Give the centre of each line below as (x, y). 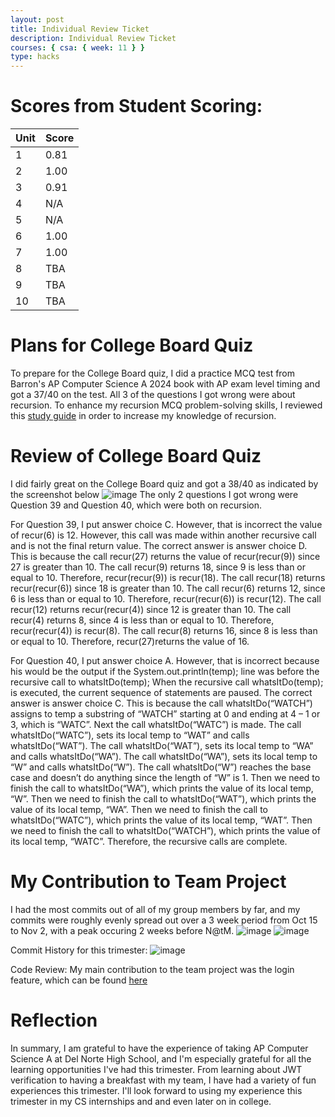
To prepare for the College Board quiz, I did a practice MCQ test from (153, 373)
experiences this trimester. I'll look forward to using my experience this (156, 1090)
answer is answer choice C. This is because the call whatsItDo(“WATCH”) (161, 703)
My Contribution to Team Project (148, 882)
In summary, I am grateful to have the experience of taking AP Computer (159, 1048)
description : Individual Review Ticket (93, 38)
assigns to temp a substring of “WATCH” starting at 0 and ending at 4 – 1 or (165, 713)
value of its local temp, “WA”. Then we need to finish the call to (139, 809)
